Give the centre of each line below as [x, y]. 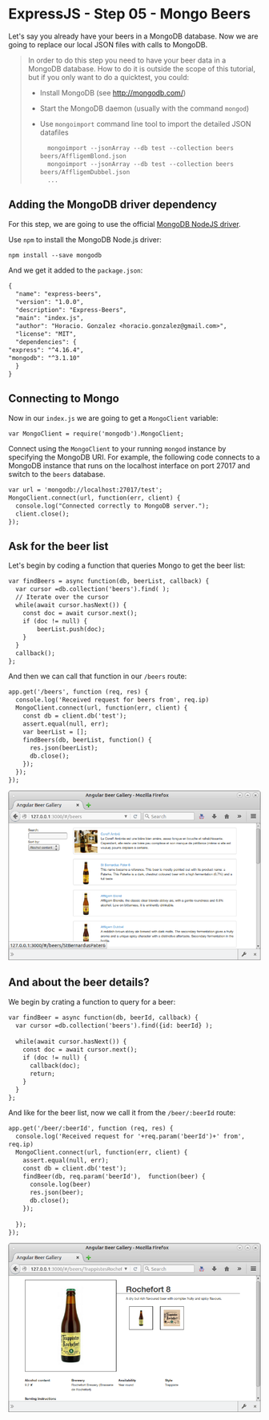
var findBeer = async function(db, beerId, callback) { [103, 1017]
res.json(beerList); [64, 748]
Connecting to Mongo [64, 399]
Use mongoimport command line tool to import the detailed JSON [145, 123]
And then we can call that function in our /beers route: [98, 676]
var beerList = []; [55, 732]
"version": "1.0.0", [50, 301]
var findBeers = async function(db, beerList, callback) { [109, 581]
